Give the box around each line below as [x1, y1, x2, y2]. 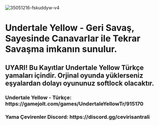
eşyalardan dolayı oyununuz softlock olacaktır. [5, 79, 154, 87]
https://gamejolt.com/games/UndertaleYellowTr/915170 [5, 100, 144, 107]
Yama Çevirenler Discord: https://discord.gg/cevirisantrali [5, 113, 150, 120]
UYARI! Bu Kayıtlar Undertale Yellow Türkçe [5, 63, 144, 72]
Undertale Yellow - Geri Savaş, [5, 22, 134, 33]
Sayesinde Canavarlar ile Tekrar [5, 33, 141, 44]
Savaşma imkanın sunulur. [5, 43, 117, 55]
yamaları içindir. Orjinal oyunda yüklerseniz [5, 71, 143, 79]
